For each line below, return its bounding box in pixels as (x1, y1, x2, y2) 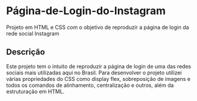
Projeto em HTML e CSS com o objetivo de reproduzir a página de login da (6, 24, 189, 31)
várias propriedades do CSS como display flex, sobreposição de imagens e (6, 75, 190, 82)
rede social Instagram (6, 30, 60, 37)
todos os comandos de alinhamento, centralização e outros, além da (6, 82, 174, 89)
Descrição (6, 47, 45, 57)
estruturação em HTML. (6, 87, 65, 95)
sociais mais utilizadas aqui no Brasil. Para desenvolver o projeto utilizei (6, 69, 182, 76)
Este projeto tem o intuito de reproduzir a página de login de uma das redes (6, 63, 192, 70)
